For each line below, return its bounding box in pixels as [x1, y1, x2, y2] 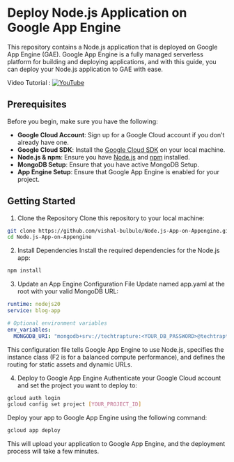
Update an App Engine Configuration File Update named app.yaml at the [17, 280, 225, 288]
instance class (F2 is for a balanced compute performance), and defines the [7, 353, 226, 361]
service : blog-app [7, 307, 61, 314]
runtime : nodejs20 [7, 301, 61, 308]
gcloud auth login [7, 394, 61, 401]
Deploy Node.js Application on [7, 5, 187, 21]
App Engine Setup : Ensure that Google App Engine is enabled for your [17, 167, 219, 176]
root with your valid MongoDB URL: [17, 287, 119, 295]
